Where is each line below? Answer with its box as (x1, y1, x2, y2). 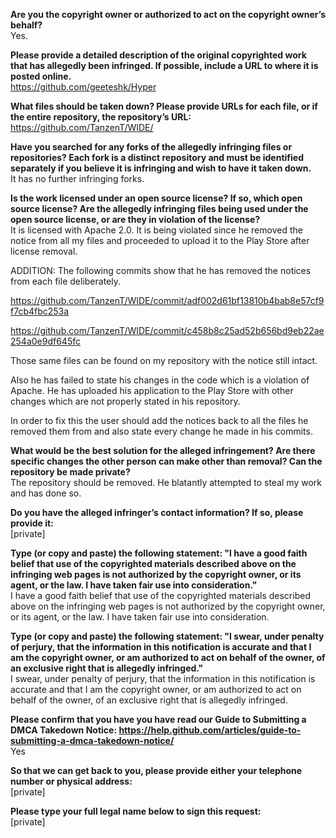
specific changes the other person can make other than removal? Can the (10, 455, 323, 467)
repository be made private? (10, 466, 131, 478)
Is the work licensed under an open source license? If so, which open (10, 192, 303, 204)
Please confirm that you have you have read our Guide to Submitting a (10, 714, 307, 725)
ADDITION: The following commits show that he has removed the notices (10, 265, 312, 276)
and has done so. (10, 487, 82, 499)
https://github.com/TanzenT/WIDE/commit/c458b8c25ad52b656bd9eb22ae (10, 325, 325, 336)
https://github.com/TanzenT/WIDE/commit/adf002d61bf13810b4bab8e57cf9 (10, 295, 325, 306)
